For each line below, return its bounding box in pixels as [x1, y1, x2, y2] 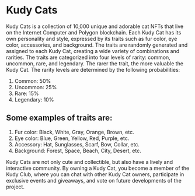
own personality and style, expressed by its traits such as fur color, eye [6, 35, 177, 42]
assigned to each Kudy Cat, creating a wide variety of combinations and [6, 47, 180, 54]
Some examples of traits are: [6, 113, 113, 123]
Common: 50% [14, 77, 51, 85]
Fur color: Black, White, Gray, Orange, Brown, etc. [14, 128, 134, 135]
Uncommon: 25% [14, 83, 57, 90]
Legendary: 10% [14, 96, 54, 103]
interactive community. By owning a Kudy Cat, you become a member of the [6, 164, 190, 171]
